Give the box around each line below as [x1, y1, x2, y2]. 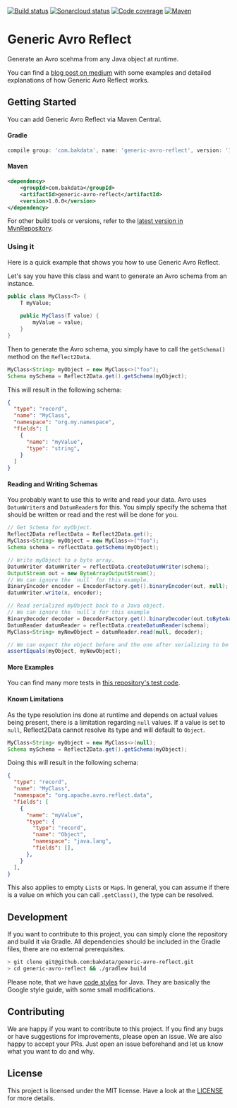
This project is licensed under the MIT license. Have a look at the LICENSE [7, 1086, 224, 1095]
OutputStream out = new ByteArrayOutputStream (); [7, 570, 157, 577]
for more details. [7, 1094, 55, 1102]
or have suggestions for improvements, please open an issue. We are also [7, 1032, 222, 1040]
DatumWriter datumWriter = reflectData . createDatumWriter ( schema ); [7, 563, 210, 570]
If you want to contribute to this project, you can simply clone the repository [7, 930, 228, 939]
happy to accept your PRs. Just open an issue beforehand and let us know [7, 1040, 224, 1048]
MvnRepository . [7, 224, 54, 233]
